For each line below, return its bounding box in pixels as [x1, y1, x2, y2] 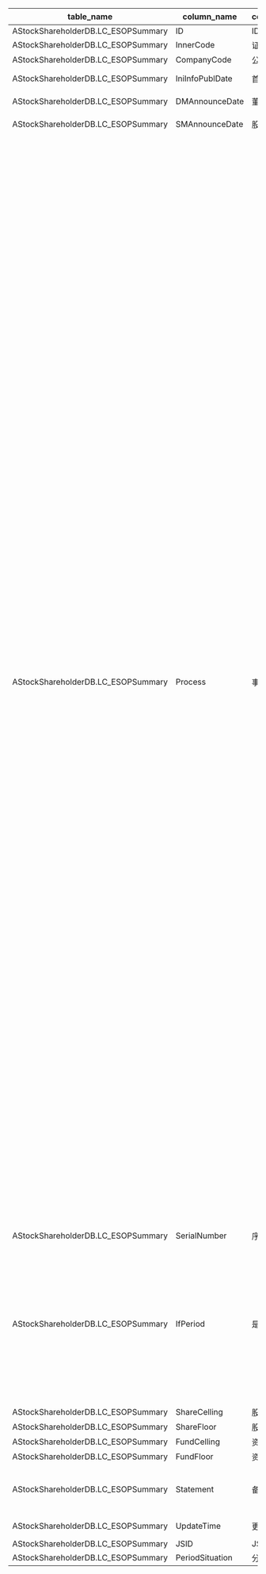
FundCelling [175, 1436, 220, 1447]
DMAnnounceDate [175, 96, 245, 106]
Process [175, 677, 207, 687]
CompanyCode [175, 55, 232, 65]
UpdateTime [175, 1521, 222, 1531]
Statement [175, 1484, 215, 1495]
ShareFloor [175, 1422, 217, 1432]
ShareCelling [175, 1407, 223, 1417]
